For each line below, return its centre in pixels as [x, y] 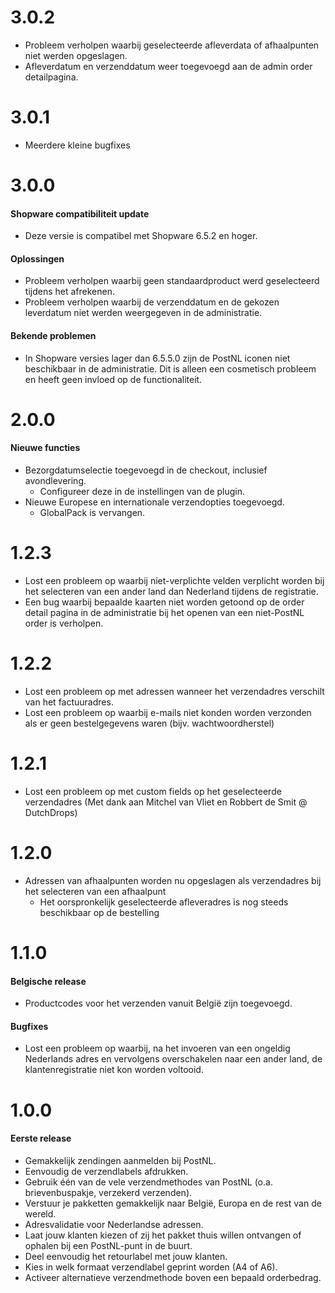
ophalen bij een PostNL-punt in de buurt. [108, 1245]
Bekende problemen [53, 336]
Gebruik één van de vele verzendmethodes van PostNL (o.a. [148, 1182]
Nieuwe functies [45, 448]
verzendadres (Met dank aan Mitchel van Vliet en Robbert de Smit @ [166, 802]
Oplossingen [37, 258]
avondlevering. [55, 481]
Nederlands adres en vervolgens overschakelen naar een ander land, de [173, 1059]
